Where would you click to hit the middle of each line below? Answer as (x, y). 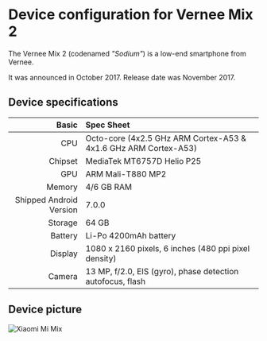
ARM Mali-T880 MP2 (126, 174)
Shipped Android (46, 200)
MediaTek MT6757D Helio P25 (143, 161)
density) (101, 258)
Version (63, 210)
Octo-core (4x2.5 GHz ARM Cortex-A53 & (166, 138)
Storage (63, 223)
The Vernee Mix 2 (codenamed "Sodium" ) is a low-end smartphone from (127, 53)
